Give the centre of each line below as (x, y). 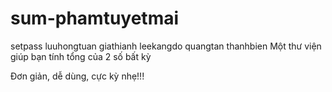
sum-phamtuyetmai (95, 18)
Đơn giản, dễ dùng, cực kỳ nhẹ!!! (77, 76)
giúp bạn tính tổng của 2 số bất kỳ (81, 56)
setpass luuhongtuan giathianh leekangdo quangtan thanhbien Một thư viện (166, 46)
